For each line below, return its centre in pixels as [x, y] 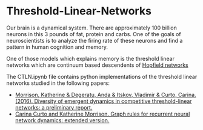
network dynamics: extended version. [62, 120]
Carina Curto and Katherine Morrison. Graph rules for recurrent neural [102, 114]
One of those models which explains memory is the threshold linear [90, 58]
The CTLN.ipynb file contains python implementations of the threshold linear [102, 76]
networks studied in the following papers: [58, 83]
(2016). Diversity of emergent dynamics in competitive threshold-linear [103, 101]
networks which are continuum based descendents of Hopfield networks [98, 65]
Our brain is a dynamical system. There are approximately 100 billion [92, 28]
